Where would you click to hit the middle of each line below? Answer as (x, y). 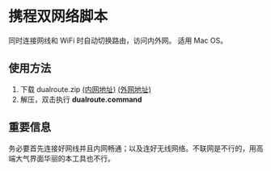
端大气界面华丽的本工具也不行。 (61, 158)
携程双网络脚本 (58, 17)
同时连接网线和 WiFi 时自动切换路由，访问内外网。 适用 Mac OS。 (118, 40)
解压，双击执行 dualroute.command (81, 99)
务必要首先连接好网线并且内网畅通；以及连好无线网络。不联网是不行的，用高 (136, 148)
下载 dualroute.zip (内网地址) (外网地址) (86, 89)
